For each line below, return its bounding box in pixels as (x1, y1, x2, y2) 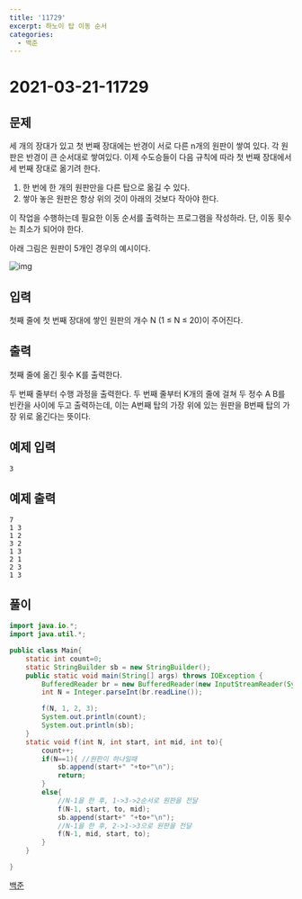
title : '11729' (9, 13, 67, 22)
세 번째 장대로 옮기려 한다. (9, 163, 101, 174)
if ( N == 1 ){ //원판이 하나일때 (41, 754, 138, 763)
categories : (9, 30, 54, 39)
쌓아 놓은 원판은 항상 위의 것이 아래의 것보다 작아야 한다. (22, 193, 219, 204)
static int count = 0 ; (25, 654, 102, 663)
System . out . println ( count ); (41, 713, 147, 722)
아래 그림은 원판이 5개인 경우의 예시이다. (9, 243, 151, 254)
